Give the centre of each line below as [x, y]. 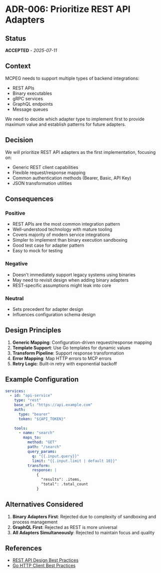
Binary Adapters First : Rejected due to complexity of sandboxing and [84, 516]
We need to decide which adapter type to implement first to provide [75, 119]
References [23, 548]
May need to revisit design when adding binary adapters [70, 280]
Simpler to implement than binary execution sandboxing [70, 240]
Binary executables [32, 93]
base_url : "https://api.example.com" [53, 405]
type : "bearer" [34, 414]
